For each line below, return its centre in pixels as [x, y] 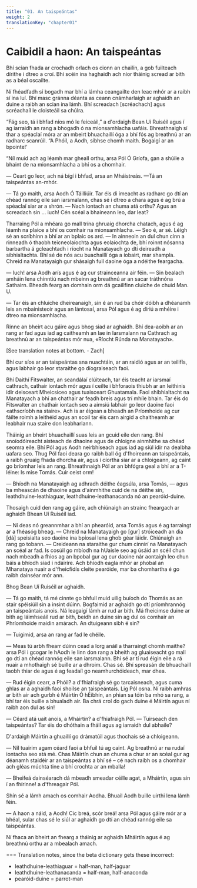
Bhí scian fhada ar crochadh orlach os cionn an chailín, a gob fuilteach [91, 68]
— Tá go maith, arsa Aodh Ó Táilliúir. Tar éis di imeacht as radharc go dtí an [97, 194]
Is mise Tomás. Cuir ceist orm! [57, 473]
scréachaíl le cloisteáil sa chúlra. [46, 111]
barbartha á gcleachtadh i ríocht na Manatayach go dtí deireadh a [86, 249]
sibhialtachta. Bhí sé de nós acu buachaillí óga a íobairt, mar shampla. [91, 255]
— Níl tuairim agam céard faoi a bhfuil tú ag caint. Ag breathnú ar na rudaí [96, 748]
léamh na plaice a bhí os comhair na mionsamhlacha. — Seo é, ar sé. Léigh [97, 230]
